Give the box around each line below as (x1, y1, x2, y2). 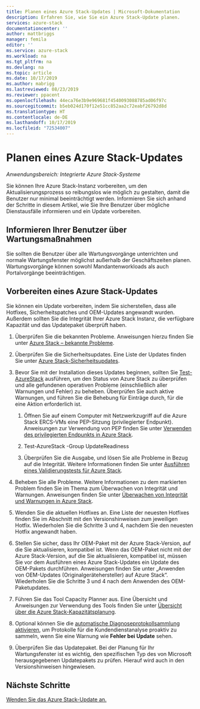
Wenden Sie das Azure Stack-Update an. (6, 696, 107, 703)
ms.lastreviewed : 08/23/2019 (6, 87, 79, 93)
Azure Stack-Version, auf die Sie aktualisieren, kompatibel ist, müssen (14, 552, 187, 559)
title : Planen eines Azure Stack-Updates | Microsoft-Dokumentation (6, 8, 180, 15)
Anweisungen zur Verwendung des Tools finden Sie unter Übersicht (14, 602, 182, 609)
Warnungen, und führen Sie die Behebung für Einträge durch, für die (14, 394, 184, 401)
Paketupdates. (14, 584, 51, 591)
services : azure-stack (6, 20, 63, 26)
